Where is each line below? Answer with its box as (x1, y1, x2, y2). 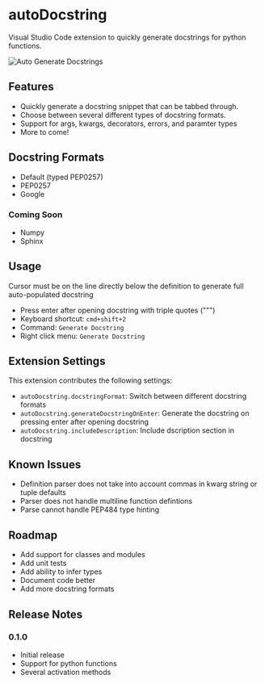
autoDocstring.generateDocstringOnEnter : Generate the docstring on (19, 409, 250, 418)
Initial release (19, 650, 65, 660)
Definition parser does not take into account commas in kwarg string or (19, 479, 258, 489)
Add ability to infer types (19, 567, 103, 576)
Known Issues (8, 458, 82, 471)
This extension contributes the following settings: (8, 375, 172, 385)
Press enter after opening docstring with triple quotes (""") (19, 305, 216, 315)
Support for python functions (19, 658, 117, 668)
